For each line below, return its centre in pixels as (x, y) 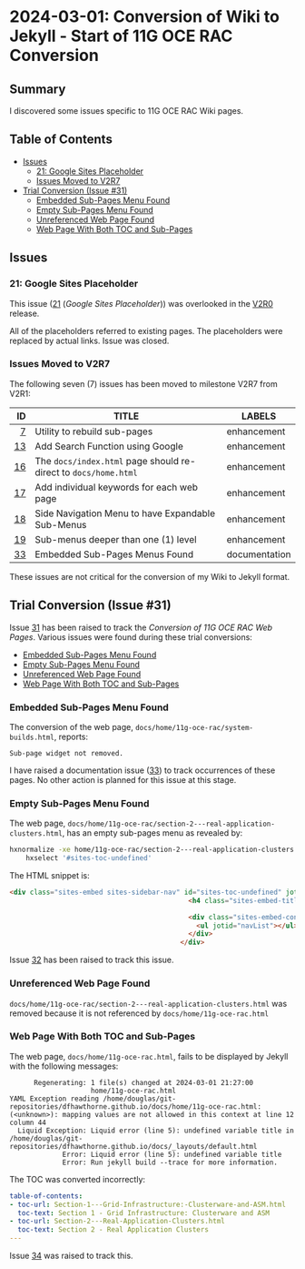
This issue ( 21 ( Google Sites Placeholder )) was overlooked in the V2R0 (142, 303)
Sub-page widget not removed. (67, 753)
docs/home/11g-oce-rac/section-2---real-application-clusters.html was (148, 1003)
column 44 (28, 1122)
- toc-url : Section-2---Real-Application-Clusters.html (117, 1222)
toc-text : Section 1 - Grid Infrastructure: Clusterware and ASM (144, 1213)
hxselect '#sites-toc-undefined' (89, 858)
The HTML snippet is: (50, 875)
